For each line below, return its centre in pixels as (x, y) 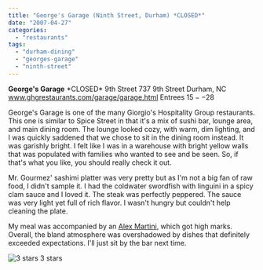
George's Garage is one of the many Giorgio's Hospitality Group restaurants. (131, 112)
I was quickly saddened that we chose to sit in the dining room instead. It (126, 137)
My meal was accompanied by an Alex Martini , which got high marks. (121, 226)
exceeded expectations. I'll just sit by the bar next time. (97, 243)
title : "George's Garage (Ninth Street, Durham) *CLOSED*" (107, 15)
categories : (27, 30)
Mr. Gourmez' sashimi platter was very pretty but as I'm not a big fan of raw (130, 177)
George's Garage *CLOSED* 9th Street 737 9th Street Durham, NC (117, 89)
